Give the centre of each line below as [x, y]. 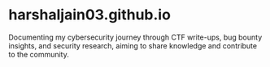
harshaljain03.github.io [89, 15]
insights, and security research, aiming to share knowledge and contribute [133, 45]
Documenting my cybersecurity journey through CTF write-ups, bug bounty [135, 37]
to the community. [39, 54]
